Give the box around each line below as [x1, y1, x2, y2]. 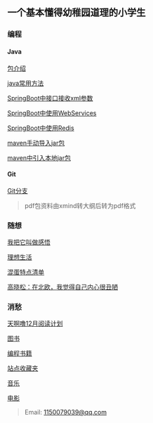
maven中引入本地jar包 [7, 153, 72, 162]
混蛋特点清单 [7, 268, 44, 276]
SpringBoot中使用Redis [7, 124, 75, 132]
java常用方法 [7, 79, 44, 87]
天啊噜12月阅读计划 [7, 319, 63, 328]
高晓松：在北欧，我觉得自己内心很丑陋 [7, 283, 118, 292]
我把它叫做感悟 [7, 238, 51, 247]
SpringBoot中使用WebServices [7, 108, 97, 117]
